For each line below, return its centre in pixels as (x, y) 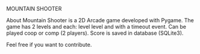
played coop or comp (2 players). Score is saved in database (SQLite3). (95, 33)
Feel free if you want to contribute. (49, 45)
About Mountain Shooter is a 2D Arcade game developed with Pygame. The (100, 20)
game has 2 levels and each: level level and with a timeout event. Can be (96, 27)
